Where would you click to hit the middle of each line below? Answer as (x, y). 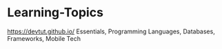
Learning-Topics (55, 13)
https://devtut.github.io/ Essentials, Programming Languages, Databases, (111, 31)
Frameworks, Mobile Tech (44, 38)
